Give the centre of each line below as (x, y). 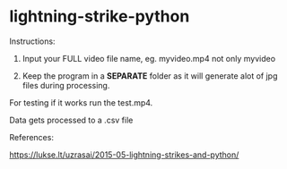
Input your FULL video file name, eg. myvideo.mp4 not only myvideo (149, 58)
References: (31, 137)
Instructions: (32, 41)
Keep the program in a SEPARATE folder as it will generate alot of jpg (150, 76)
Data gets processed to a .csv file (71, 120)
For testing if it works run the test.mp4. (81, 102)
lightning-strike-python (100, 17)
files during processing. (66, 85)
